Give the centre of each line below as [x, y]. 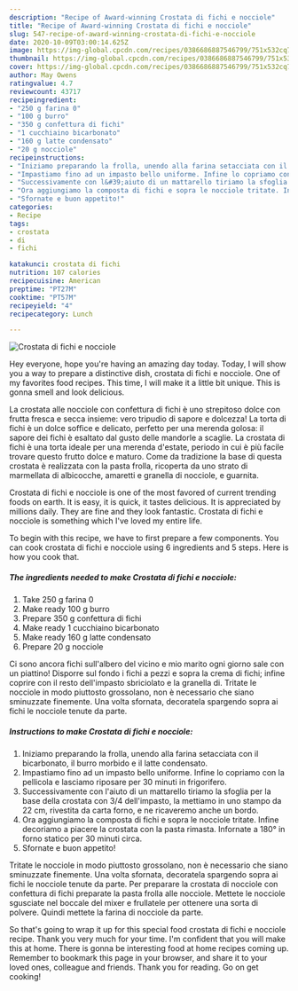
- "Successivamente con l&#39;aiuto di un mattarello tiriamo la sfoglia [149, 183]
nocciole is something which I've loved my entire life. [106, 521]
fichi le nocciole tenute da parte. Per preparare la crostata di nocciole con [144, 885]
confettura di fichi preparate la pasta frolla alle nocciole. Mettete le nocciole [147, 893]
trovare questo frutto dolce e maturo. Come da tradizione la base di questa [145, 457]
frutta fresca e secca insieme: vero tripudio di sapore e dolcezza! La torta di [148, 419]
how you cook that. [44, 557]
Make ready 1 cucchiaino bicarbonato [90, 628]
